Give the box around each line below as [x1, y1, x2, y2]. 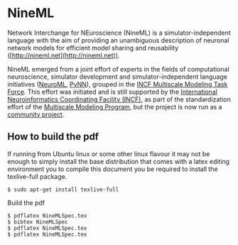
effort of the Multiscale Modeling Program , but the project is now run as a [7, 102, 222, 111]
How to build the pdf [7, 131, 99, 143]
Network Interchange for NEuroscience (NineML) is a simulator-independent [7, 28, 231, 37]
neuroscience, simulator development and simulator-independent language [7, 72, 228, 81]
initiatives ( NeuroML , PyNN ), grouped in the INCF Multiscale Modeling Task [7, 80, 228, 88]
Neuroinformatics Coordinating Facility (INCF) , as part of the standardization [7, 94, 231, 104]
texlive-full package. [7, 172, 67, 180]
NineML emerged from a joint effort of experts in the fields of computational [7, 65, 229, 73]
